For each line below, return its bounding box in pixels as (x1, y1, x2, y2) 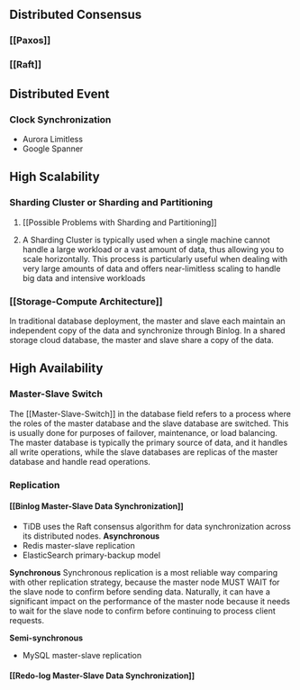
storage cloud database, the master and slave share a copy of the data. (9, 334, 275, 345)
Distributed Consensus (9, 7, 142, 23)
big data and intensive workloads (22, 272, 146, 283)
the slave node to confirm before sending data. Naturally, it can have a (9, 586, 270, 597)
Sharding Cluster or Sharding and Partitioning (9, 196, 214, 209)
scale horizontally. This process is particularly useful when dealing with (22, 253, 288, 264)
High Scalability (9, 169, 101, 185)
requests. (9, 614, 45, 625)
